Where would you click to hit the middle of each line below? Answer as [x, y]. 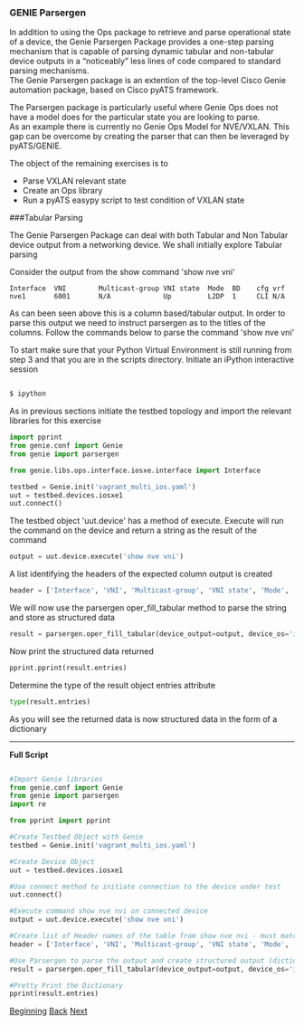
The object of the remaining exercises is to [89, 164]
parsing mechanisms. [49, 71]
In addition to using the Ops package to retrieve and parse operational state [150, 33]
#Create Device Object [52, 861]
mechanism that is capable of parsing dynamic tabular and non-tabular [142, 52]
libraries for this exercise [56, 421]
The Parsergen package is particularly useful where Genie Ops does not [144, 108]
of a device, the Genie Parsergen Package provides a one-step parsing [142, 42]
